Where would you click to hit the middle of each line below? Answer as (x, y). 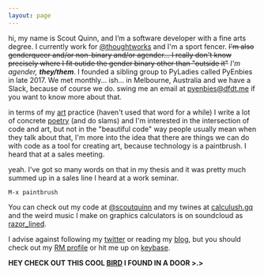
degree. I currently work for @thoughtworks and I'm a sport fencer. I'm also (131, 46)
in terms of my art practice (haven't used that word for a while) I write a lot (129, 112)
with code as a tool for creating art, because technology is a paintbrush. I (127, 145)
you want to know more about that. (65, 96)
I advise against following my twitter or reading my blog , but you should (124, 239)
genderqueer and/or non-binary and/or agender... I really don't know (120, 55)
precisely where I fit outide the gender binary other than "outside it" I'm (124, 63)
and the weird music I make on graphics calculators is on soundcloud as (126, 215)
